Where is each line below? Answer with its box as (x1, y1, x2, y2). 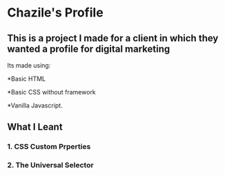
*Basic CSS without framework (7, 88, 97, 96)
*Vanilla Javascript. (7, 101, 63, 110)
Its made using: (7, 61, 51, 70)
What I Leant (7, 121, 63, 133)
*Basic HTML (7, 74, 46, 83)
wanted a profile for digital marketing (7, 43, 170, 54)
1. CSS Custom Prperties (7, 142, 91, 152)
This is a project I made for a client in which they (7, 32, 219, 44)
